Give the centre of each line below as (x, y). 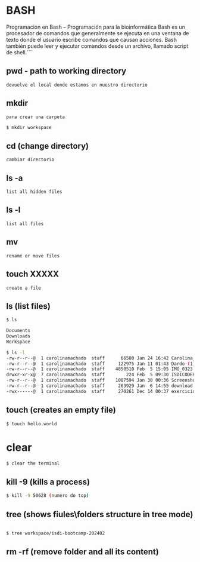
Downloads (18, 336)
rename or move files (33, 256)
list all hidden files (34, 192)
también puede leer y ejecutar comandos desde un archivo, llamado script (97, 46)
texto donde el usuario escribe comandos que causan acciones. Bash (92, 39)
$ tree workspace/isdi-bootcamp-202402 (56, 533)
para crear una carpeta (36, 117)
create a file (24, 288)
